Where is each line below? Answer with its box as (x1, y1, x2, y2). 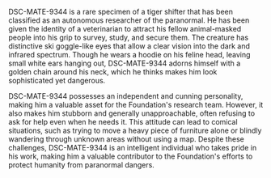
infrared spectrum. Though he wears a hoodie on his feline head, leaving (8, 50, 251, 59)
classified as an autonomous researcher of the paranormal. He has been (8, 15, 250, 25)
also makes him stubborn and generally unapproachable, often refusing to (8, 108, 256, 118)
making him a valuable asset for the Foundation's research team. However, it (8, 100, 264, 109)
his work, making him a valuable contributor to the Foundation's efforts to (8, 151, 253, 161)
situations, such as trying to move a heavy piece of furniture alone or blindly (8, 125, 262, 135)
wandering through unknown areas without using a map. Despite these (8, 134, 244, 144)
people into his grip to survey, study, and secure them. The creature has (8, 32, 249, 42)
